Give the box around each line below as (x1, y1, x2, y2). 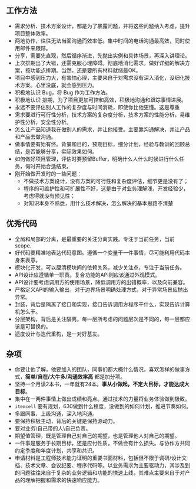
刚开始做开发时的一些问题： (14, 170, 82, 177)
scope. (14, 242, 32, 249)
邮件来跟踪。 (19, 44, 51, 51)
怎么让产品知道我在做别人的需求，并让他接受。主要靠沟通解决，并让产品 (14, 126, 190, 133)
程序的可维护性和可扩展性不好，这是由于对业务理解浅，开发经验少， (23, 185, 189, 192)
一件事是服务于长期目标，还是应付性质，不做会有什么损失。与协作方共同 (14, 439, 190, 447)
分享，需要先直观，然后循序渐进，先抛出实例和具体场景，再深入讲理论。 (14, 52, 190, 59)
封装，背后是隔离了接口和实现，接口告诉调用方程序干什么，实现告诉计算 (14, 301, 190, 308)
